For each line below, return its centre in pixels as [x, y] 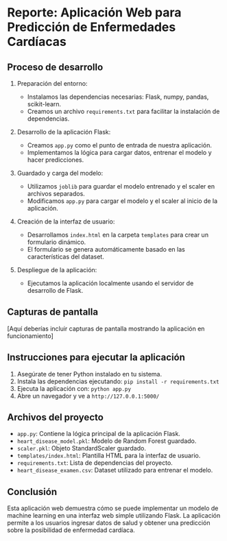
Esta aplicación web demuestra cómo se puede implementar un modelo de [113, 508]
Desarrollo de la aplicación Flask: [64, 132]
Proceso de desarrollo [55, 67]
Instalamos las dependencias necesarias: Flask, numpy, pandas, [118, 97]
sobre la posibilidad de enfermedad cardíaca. [71, 530]
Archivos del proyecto [56, 417]
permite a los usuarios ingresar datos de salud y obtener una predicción [109, 523]
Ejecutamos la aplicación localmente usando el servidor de [110, 283]
